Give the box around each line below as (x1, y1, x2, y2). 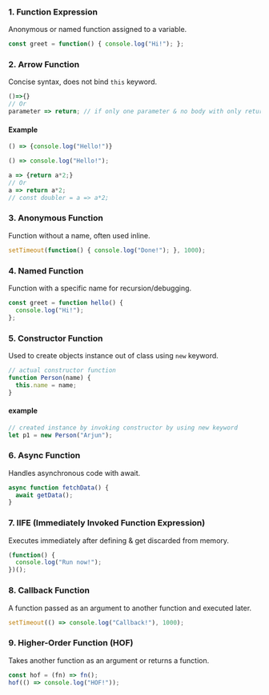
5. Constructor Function (8, 333, 103, 344)
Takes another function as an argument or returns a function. (8, 655, 210, 665)
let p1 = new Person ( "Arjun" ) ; (8, 431, 113, 439)
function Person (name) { (8, 373, 91, 381)
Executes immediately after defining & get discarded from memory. (8, 535, 230, 545)
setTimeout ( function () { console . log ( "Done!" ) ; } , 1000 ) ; (8, 246, 206, 254)
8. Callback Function (8, 585, 90, 596)
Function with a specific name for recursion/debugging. (8, 283, 192, 294)
